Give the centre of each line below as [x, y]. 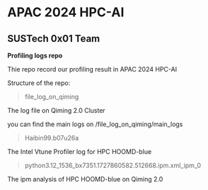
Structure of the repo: [39, 83]
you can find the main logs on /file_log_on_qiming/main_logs [95, 124]
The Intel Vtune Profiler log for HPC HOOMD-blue [80, 152]
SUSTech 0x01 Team [54, 39]
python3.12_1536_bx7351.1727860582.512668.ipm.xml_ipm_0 [113, 165]
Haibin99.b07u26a [52, 138]
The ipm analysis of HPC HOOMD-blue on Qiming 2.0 [85, 179]
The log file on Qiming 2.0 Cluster [57, 110]
